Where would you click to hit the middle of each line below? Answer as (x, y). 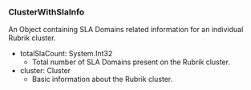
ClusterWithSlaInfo (47, 12)
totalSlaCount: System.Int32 (66, 54)
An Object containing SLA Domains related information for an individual (126, 30)
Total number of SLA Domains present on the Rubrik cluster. (131, 62)
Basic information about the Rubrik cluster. (102, 80)
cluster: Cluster (45, 71)
